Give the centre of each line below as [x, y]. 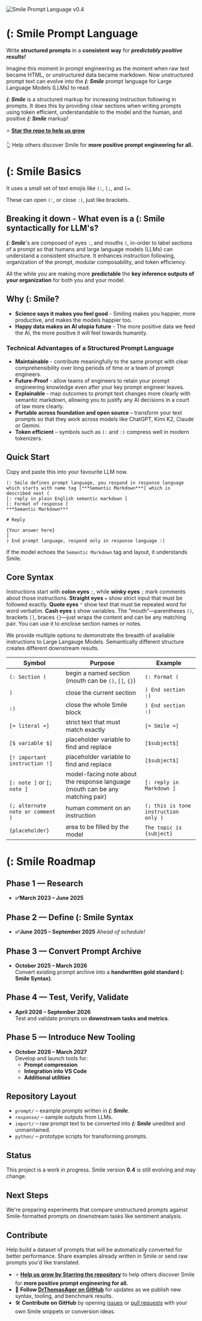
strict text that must [93, 722]
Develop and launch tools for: [51, 1058]
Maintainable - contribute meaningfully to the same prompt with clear [102, 361]
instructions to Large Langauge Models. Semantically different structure [95, 642]
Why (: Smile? [33, 299]
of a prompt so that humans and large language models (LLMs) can [90, 249]
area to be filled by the [97, 827]
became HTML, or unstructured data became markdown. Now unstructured [100, 75]
